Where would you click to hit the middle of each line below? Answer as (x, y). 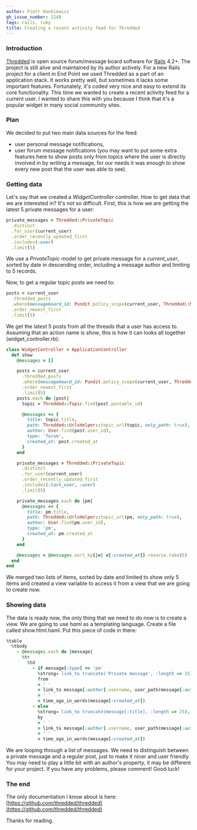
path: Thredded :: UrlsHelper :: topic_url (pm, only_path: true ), (105, 517)
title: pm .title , (48, 512)
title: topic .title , (52, 420)
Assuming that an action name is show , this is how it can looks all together (96, 333)
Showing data (26, 605)
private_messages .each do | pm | (55, 501)
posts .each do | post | (43, 398)
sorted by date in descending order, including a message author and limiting (98, 265)
